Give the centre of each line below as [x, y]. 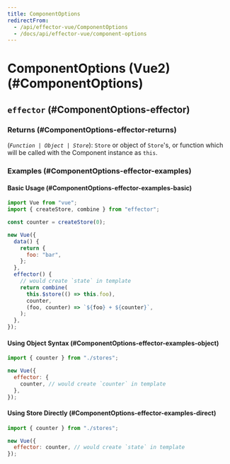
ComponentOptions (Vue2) [89, 69]
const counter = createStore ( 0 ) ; [57, 222]
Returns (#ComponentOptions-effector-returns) [92, 129]
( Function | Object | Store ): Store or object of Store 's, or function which [115, 145]
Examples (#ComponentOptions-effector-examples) [99, 171]
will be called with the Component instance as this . [82, 153]
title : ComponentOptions [44, 14]
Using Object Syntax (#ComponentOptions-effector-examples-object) [113, 343]
